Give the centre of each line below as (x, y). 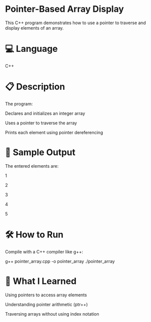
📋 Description (35, 87)
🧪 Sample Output (40, 152)
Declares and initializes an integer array (45, 113)
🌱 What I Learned (41, 281)
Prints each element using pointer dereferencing (54, 132)
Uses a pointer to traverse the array (41, 123)
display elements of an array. (34, 28)
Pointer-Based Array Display (64, 9)
